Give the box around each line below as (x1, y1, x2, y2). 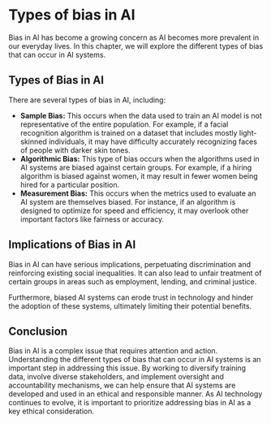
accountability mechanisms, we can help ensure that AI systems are (8, 380, 236, 391)
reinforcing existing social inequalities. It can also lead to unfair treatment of (8, 268, 262, 278)
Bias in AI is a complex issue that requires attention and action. (8, 346, 218, 356)
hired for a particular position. (19, 180, 120, 189)
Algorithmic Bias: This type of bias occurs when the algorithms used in (19, 154, 260, 163)
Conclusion (8, 324, 68, 338)
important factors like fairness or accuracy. (19, 214, 165, 224)
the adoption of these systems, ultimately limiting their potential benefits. (8, 301, 252, 310)
